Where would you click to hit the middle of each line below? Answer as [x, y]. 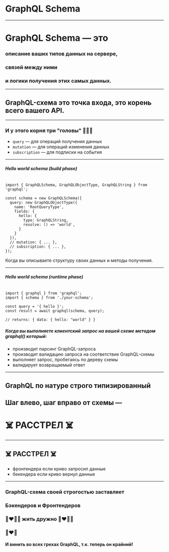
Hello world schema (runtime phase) [44, 277]
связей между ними [31, 67]
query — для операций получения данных [57, 142]
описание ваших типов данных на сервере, [62, 54]
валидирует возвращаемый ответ [49, 365]
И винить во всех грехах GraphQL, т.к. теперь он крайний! [69, 544]
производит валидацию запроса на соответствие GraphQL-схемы [83, 354]
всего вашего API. [35, 111]
